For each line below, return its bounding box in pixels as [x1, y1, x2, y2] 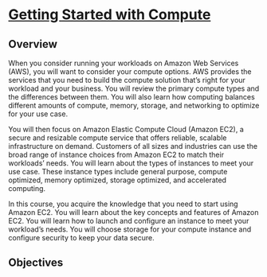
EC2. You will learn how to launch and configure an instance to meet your [8, 217, 249, 225]
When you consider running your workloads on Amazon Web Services [8, 58, 239, 68]
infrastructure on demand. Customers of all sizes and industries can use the [8, 142, 257, 150]
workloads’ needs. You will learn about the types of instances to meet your [8, 158, 254, 168]
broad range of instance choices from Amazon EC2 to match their [8, 150, 225, 159]
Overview [8, 37, 58, 51]
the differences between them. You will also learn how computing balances [8, 92, 255, 101]
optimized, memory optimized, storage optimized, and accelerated [8, 175, 227, 185]
